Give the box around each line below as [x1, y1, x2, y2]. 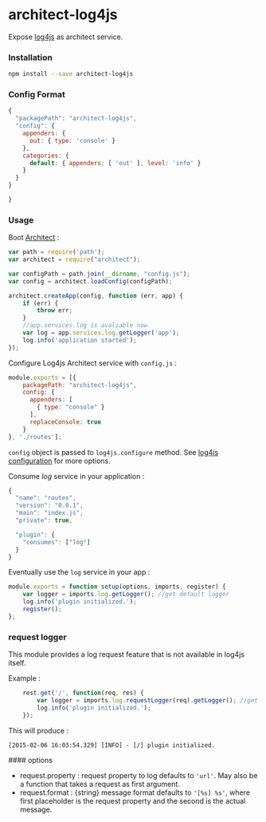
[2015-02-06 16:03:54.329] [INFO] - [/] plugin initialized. [8, 741, 216, 749]
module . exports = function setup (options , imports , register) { [8, 583, 226, 591]
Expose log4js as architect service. [8, 32, 123, 41]
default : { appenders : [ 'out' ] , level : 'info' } [29, 159, 201, 167]
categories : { [22, 152, 69, 160]
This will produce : [8, 725, 69, 735]
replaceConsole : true [29, 417, 102, 426]
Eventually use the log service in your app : [8, 567, 151, 577]
